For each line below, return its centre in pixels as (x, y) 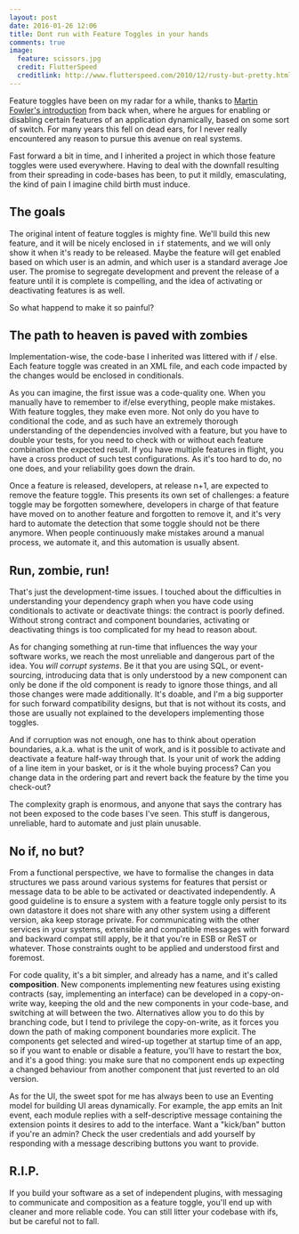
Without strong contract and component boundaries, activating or (130, 620)
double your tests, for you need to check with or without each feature (137, 440)
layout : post (33, 17)
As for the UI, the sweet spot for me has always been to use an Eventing (141, 1096)
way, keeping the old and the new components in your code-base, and (159, 1003)
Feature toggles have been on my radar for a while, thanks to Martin (133, 101)
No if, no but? (47, 851)
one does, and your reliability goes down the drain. (102, 469)
